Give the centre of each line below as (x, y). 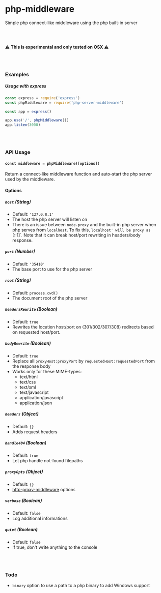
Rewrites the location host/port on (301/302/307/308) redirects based (83, 327)
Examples (17, 74)
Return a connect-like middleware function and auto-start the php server (79, 174)
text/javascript (34, 392)
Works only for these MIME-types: (47, 371)
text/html (28, 377)
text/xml (28, 387)
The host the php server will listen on (50, 219)
